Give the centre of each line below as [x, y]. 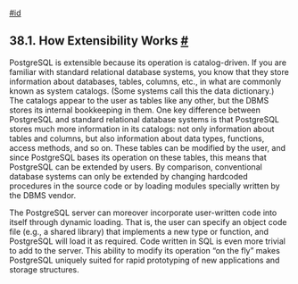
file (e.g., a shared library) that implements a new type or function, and [139, 231]
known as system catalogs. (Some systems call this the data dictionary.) [142, 91]
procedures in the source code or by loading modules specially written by [145, 186]
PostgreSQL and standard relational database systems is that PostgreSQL [144, 119]
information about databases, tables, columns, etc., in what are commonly [145, 81]
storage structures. [45, 269]
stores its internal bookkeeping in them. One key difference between [135, 110]
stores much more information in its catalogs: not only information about [142, 129]
